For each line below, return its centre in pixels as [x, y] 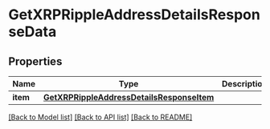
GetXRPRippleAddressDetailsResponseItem [129, 97]
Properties [35, 61]
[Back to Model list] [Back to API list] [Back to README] [100, 117]
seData [33, 32]
